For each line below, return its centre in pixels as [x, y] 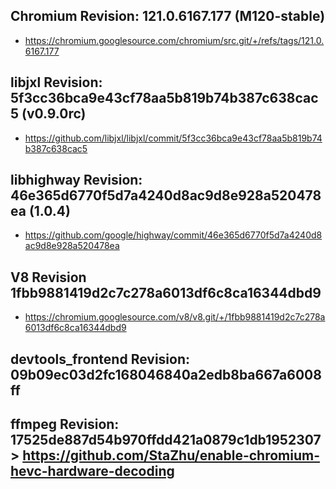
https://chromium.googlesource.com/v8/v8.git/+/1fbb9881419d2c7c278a [175, 317]
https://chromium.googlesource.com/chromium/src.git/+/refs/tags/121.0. [174, 40]
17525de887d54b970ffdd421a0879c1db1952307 [166, 440]
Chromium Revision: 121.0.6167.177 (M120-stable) [168, 16]
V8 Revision [48, 277]
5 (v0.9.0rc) [48, 114]
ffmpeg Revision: [65, 424]
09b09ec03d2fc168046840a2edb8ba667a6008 [166, 374]
